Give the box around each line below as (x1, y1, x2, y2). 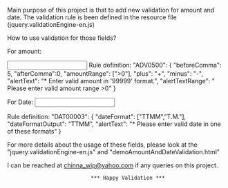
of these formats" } (7, 127, 62, 135)
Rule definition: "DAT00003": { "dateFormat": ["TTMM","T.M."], (7, 113, 187, 121)
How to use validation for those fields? (7, 34, 117, 42)
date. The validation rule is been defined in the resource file (7, 13, 178, 21)
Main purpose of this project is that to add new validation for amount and (7, 6, 215, 14)
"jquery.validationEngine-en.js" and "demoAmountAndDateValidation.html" (7, 148, 220, 156)
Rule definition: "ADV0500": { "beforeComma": (88, 61, 222, 69)
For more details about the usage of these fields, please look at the (7, 140, 198, 149)
